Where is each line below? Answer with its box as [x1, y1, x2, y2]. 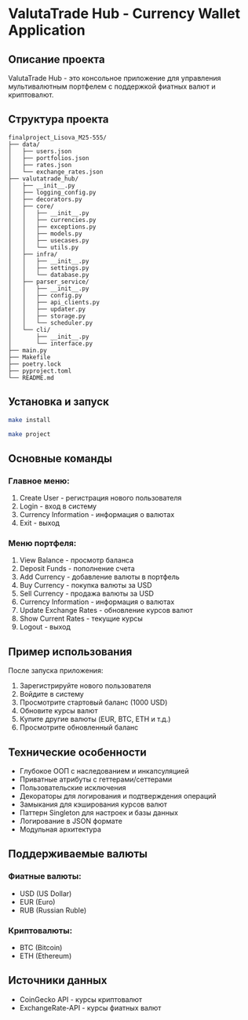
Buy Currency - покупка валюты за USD [19, 581, 152, 590]
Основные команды [8, 452, 112, 465]
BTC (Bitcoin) [19, 942, 63, 952]
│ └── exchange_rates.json [8, 168, 104, 176]
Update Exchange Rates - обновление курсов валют [19, 606, 194, 615]
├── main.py [8, 346, 47, 354]
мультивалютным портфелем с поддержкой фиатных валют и [8, 82, 216, 91]
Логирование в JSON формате [19, 816, 123, 825]
